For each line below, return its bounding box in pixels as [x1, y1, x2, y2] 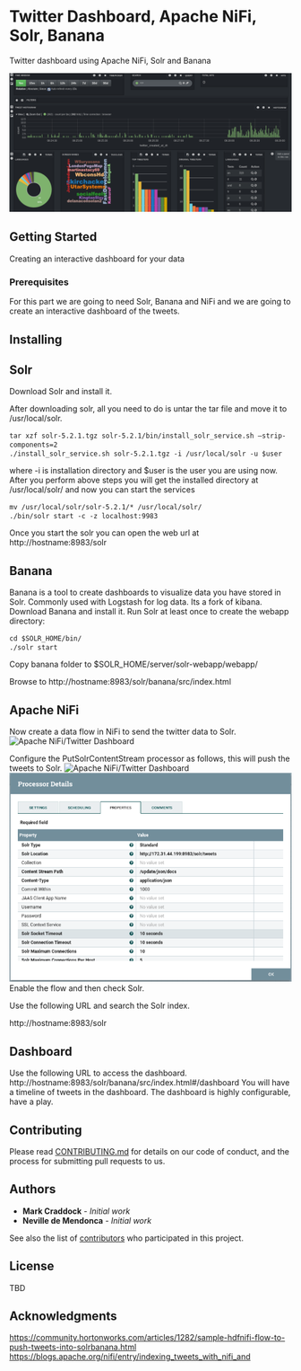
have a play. [9, 1096, 54, 1107]
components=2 [9, 440, 58, 450]
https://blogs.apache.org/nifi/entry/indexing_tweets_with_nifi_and [9, 1351, 251, 1362]
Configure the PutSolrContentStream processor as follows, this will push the [9, 753, 290, 764]
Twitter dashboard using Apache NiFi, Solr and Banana [9, 55, 211, 66]
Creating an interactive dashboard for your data [9, 253, 185, 264]
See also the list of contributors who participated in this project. [9, 1233, 245, 1243]
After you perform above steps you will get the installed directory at [9, 474, 259, 486]
